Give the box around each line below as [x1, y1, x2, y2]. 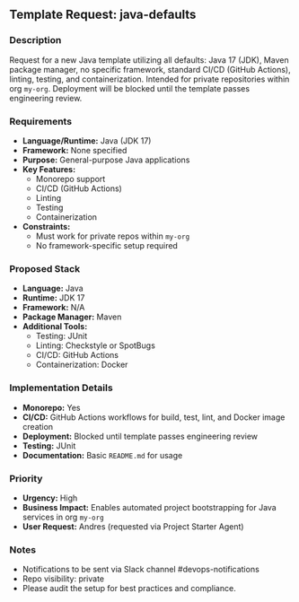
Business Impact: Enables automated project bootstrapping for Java [22, 502, 277, 512]
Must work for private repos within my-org [35, 231, 190, 241]
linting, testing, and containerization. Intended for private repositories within [9, 74, 290, 84]
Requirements [9, 115, 73, 127]
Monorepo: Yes [22, 402, 81, 413]
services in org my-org [22, 511, 105, 522]
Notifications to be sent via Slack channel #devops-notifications [22, 564, 260, 575]
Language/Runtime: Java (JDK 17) [22, 135, 152, 146]
